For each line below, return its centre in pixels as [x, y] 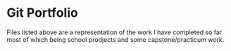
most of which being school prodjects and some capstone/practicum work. [115, 39]
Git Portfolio [42, 13]
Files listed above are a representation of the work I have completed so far [114, 32]
